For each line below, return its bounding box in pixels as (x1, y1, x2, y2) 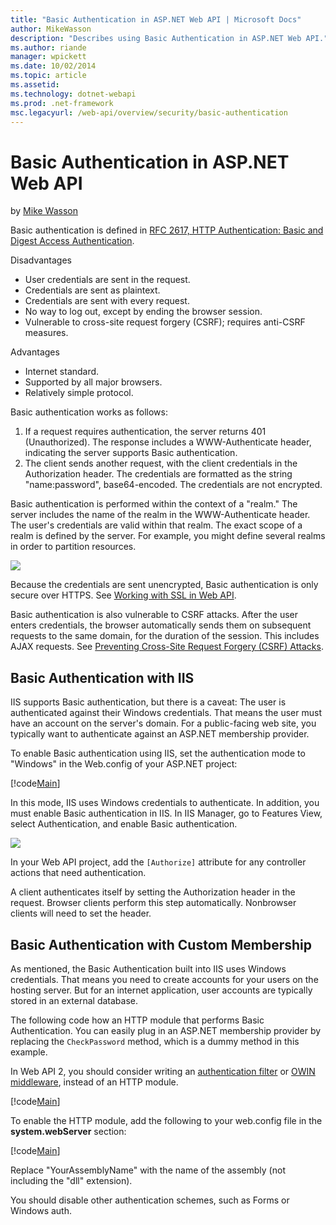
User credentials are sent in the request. (24, 274, 191, 286)
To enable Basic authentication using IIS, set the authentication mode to (10, 747, 306, 760)
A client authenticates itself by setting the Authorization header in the (10, 886, 296, 898)
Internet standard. (24, 366, 100, 378)
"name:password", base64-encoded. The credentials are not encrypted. (24, 479, 323, 491)
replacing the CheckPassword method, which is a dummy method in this (10, 1035, 300, 1047)
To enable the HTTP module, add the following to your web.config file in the (10, 1114, 323, 1126)
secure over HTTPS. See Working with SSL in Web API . (10, 589, 237, 601)
